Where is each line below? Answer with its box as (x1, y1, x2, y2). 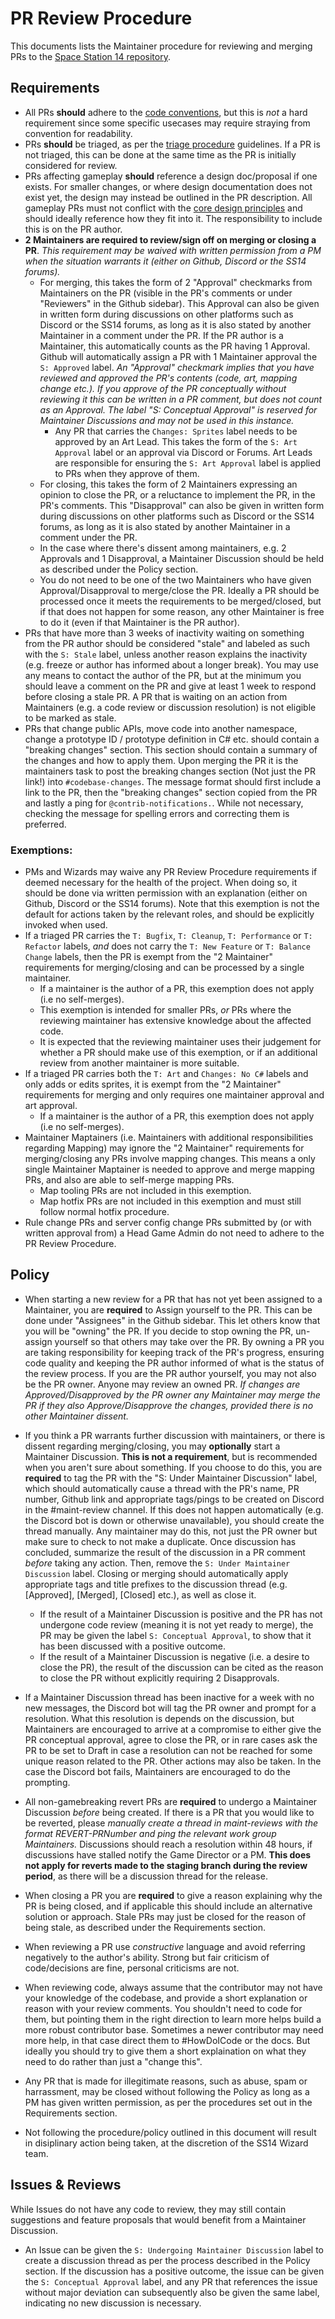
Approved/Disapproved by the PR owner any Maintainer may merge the (24, 1388, 321, 1401)
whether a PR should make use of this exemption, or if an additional (39, 1047, 318, 1059)
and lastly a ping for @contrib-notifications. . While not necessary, (24, 797, 304, 809)
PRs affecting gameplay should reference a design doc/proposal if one (24, 170, 318, 182)
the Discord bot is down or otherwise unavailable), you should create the (24, 1514, 325, 1526)
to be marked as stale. (24, 712, 117, 724)
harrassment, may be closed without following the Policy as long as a (24, 2085, 310, 2097)
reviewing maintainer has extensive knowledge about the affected (39, 1015, 312, 1027)
